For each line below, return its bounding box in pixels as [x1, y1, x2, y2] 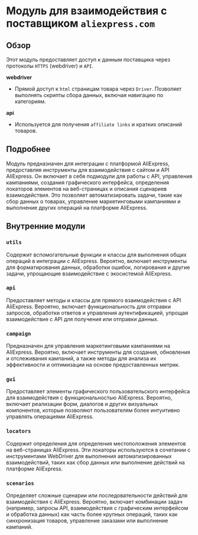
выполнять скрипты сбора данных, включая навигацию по [14, 92, 164, 98]
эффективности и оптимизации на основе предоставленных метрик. [6, 361, 180, 369]
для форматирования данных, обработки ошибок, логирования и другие [6, 264, 190, 271]
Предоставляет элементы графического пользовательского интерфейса [6, 388, 190, 395]
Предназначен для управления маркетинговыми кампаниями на [6, 342, 170, 350]
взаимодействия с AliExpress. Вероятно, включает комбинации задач [6, 498, 183, 505]
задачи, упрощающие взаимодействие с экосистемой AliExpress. [6, 270, 173, 277]
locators [6, 428, 31, 435]
